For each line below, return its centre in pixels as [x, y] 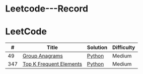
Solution [97, 47]
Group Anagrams [43, 56]
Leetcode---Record [47, 9]
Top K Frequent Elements [52, 64]
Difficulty [124, 47]
